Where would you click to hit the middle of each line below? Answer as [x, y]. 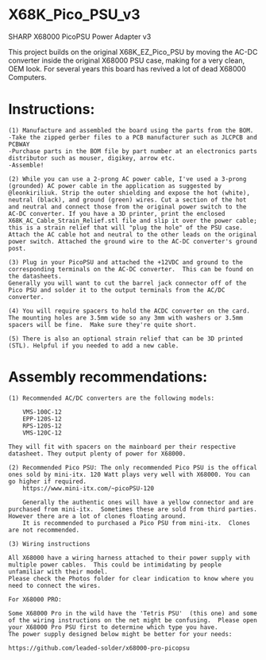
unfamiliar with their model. [58, 572]
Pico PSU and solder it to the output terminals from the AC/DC [117, 290]
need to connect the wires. [55, 585]
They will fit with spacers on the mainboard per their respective [122, 447]
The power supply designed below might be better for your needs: [120, 634]
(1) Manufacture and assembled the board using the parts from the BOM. [131, 130]
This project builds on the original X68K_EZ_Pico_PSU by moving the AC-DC [133, 52]
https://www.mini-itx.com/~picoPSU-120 [89, 488]
